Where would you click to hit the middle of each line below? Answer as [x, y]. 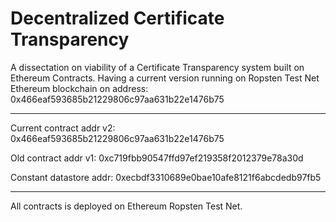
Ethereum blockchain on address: [79, 88]
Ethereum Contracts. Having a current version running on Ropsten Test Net [165, 78]
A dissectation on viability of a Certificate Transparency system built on [157, 67]
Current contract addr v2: [63, 128]
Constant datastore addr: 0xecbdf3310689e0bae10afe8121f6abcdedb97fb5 [166, 177]
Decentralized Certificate [117, 18]
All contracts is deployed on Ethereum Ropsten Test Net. [126, 206]
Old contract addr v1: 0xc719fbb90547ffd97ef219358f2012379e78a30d [157, 158]
